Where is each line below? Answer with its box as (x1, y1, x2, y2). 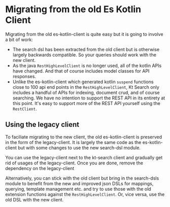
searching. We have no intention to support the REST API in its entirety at (12, 95, 165, 101)
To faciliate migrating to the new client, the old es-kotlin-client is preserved (5, 133, 162, 140)
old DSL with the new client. (5, 196, 64, 202)
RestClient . (12, 106, 37, 112)
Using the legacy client (5, 120, 80, 129)
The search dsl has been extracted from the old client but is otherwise (12, 46, 160, 52)
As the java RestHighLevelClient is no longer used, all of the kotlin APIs (12, 62, 162, 68)
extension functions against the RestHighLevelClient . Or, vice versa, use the (5, 191, 165, 197)
